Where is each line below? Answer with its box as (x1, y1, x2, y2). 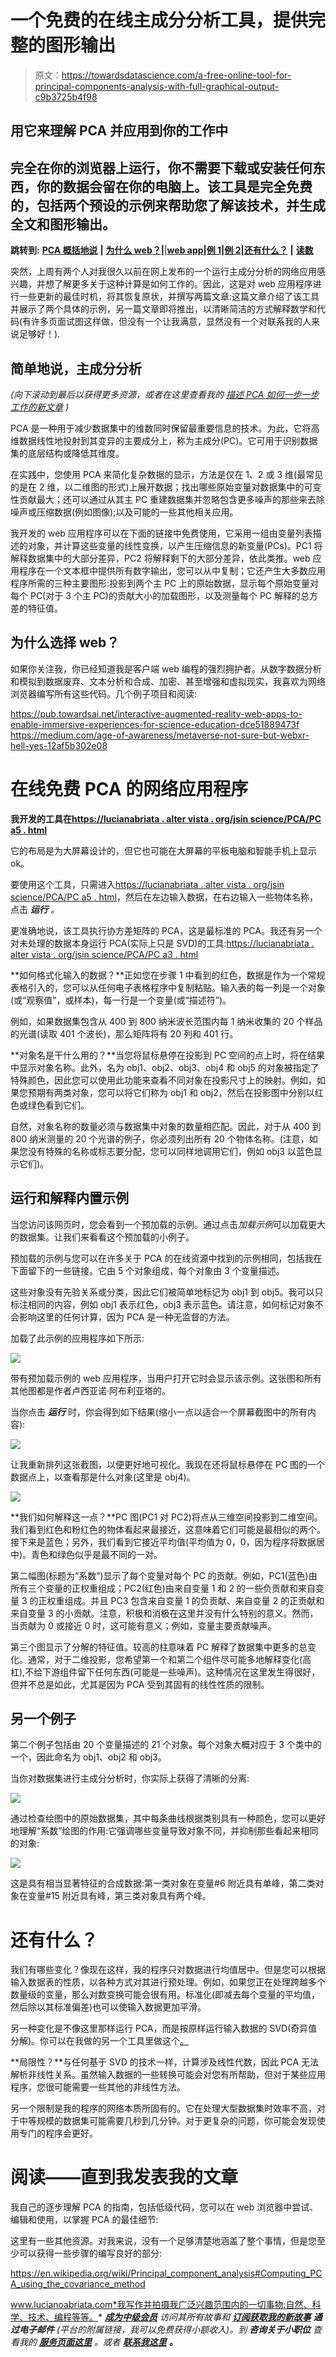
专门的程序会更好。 (18, 2127, 98, 2140)
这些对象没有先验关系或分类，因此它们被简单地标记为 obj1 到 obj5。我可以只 (10, 1286, 324, 1298)
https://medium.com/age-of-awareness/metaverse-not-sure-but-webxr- (10, 729, 310, 741)
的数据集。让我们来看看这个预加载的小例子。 (10, 1231, 195, 1243)
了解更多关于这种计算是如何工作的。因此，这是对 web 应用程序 (53, 278, 313, 290)
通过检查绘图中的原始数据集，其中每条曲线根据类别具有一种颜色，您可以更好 (10, 1812, 326, 1825)
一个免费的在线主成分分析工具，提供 (10, 9, 309, 32)
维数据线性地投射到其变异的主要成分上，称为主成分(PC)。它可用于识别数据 (10, 434, 318, 446)
